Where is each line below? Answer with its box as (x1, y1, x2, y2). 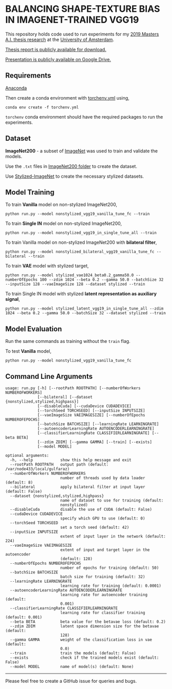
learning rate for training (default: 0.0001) (60, 583, 161, 588)
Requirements (5, 71, 51, 80)
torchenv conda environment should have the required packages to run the (5, 113, 163, 120)
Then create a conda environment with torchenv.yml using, (5, 94, 130, 101)
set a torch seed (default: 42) (60, 525, 130, 530)
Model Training (5, 188, 55, 197)
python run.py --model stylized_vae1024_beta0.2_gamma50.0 (5, 273, 134, 278)
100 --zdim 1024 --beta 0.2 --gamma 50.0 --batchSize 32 (39, 277, 164, 282)
